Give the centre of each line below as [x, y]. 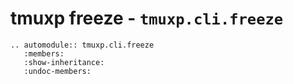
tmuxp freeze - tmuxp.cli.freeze [147, 18]
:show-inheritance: [64, 62]
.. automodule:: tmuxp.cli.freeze [82, 45]
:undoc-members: [57, 71]
